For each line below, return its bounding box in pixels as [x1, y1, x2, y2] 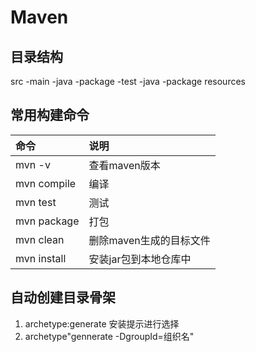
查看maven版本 [88, 158, 161, 172]
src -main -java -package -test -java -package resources [10, 76, 246, 87]
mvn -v [15, 157, 51, 171]
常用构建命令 [10, 107, 90, 124]
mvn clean [15, 232, 65, 246]
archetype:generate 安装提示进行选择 [24, 317, 180, 330]
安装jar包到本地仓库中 [88, 252, 192, 266]
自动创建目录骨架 [10, 289, 116, 306]
